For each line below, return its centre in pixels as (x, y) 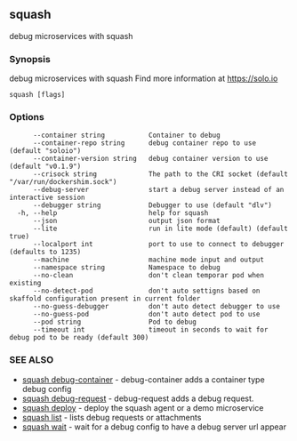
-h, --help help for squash (113, 213)
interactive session (48, 198)
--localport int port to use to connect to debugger (158, 245)
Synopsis (30, 59)
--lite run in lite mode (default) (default (161, 229)
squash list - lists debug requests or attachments (112, 417)
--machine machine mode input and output (148, 260)
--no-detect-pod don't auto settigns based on (146, 291)
